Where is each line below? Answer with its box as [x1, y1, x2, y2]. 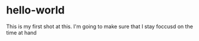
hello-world [6, 4, 65, 17]
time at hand [6, 29, 37, 36]
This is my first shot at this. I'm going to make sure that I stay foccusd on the [6, 23, 193, 30]
